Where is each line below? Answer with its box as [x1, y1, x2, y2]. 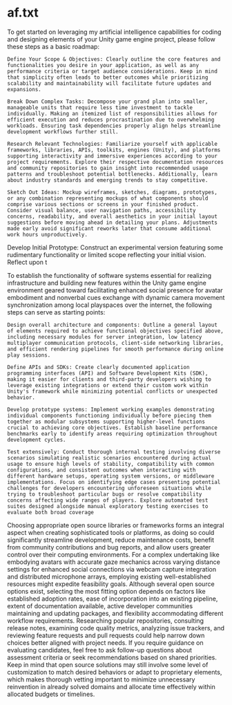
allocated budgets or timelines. [7, 690, 95, 698]
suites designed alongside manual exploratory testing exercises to [7, 502, 209, 509]
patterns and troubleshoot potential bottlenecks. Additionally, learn [7, 171, 217, 178]
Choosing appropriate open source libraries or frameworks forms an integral [7, 520, 224, 529]
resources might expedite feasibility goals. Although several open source [7, 579, 215, 588]
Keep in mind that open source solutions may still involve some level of [7, 660, 209, 668]
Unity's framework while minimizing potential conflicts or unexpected [7, 388, 217, 395]
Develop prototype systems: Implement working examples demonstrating [7, 406, 215, 413]
